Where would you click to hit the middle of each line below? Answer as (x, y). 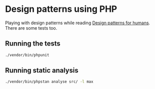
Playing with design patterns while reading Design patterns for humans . (77, 23)
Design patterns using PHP (61, 9)
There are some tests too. (31, 28)
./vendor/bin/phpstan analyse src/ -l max (49, 82)
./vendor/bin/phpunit (27, 55)
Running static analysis (42, 70)
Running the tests (33, 44)
